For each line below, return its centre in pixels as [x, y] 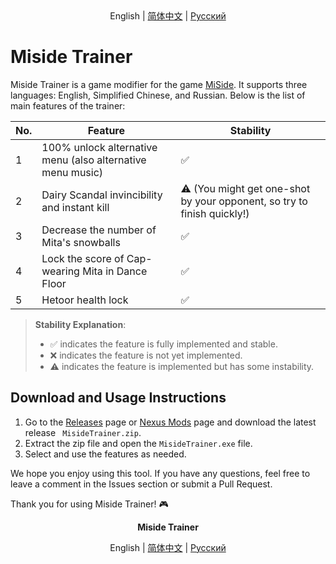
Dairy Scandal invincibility [102, 195]
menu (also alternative [94, 160]
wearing [60, 271]
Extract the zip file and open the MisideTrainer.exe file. [138, 443]
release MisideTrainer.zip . [83, 432]
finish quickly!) [215, 213]
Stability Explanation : [80, 324]
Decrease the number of [99, 230]
